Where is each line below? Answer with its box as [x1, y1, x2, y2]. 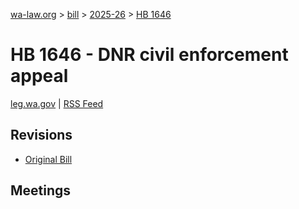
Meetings [10, 182, 72, 199]
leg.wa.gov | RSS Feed [10, 97, 104, 109]
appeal [10, 65, 69, 88]
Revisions [10, 127, 73, 144]
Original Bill [24, 153, 73, 165]
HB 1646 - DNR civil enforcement [10, 44, 289, 66]
